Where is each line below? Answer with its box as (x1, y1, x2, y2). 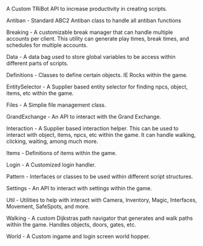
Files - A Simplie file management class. (6, 101, 106, 108)
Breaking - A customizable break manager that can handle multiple (6, 28, 173, 36)
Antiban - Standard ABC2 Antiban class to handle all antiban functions (6, 17, 182, 24)
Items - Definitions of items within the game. (6, 150, 117, 156)
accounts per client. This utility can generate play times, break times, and (6, 35, 190, 42)
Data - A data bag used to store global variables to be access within (6, 53, 176, 60)
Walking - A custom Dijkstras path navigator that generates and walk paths (6, 214, 193, 222)
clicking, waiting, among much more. (6, 138, 99, 145)
